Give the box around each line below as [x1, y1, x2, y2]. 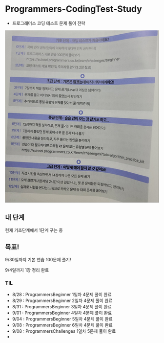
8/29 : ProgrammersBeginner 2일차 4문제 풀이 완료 [12, 297, 113, 303]
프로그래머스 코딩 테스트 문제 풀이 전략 [12, 20, 85, 26]
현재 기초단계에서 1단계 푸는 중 [5, 227, 63, 233]
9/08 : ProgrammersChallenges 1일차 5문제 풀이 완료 [12, 328, 116, 334]
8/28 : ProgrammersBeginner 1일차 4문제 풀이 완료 [12, 291, 112, 297]
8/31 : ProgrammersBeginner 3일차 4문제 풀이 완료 [12, 303, 112, 309]
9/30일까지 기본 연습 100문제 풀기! [5, 257, 72, 263]
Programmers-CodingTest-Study [5, 3, 143, 15]
